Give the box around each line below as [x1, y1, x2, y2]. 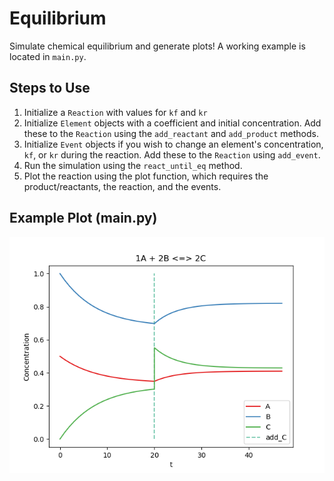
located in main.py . [9, 50, 87, 62]
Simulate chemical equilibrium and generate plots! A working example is [9, 40, 306, 52]
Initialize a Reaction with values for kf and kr [23, 106, 208, 118]
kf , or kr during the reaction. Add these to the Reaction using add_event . [23, 148, 321, 161]
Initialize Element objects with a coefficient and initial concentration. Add [23, 117, 322, 129]
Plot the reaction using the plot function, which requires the [23, 170, 269, 182]
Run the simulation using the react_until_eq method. [23, 159, 243, 171]
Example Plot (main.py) [9, 210, 158, 227]
